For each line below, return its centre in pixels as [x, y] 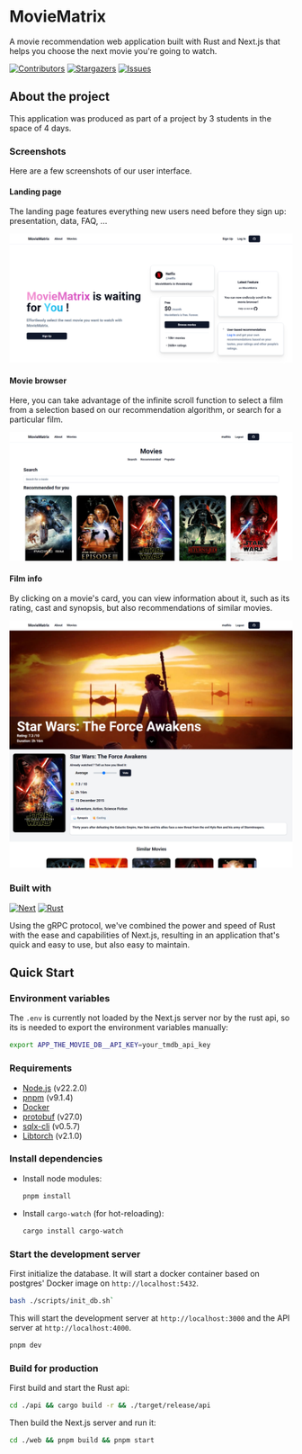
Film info [26, 579]
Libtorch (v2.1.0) [52, 1135]
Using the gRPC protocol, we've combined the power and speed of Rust [142, 925]
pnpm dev [26, 1345]
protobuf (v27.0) [52, 1117]
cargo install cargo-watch [73, 1231]
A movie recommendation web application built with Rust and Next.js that [145, 41]
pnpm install [47, 1196]
